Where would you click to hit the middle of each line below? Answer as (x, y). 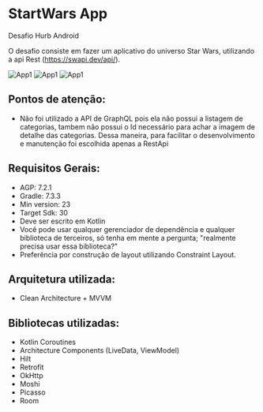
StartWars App (58, 14)
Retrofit (32, 367)
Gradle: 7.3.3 (40, 196)
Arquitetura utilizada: (62, 279)
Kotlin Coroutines (48, 342)
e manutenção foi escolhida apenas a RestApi (94, 144)
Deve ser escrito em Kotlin (62, 221)
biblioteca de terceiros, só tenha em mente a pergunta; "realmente (128, 238)
